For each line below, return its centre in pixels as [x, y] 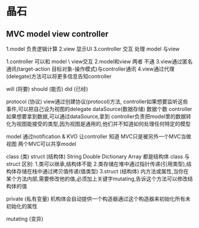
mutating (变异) [25, 219]
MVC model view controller [57, 34]
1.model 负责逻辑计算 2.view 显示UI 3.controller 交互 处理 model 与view [93, 49]
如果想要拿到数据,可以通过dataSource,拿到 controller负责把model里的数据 [96, 116]
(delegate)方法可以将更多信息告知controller [59, 76]
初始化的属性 [22, 206]
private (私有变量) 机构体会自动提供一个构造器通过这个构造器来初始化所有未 [98, 199]
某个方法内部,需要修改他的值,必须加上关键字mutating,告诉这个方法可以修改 [97, 179]
